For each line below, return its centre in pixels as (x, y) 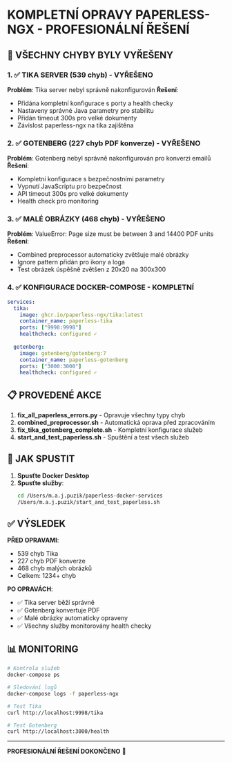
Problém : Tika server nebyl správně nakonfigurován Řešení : (93, 89)
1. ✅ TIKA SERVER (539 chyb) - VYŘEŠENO (80, 75)
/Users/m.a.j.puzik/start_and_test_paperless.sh (88, 502)
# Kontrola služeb (33, 669)
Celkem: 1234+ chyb (47, 576)
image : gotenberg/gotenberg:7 (63, 353)
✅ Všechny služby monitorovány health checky (84, 626)
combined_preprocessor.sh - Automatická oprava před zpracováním (116, 423)
